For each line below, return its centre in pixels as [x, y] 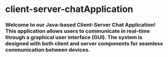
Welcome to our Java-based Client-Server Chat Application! [80, 25]
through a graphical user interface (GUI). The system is [74, 37]
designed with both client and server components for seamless [84, 43]
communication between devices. [48, 50]
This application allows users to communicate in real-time [77, 31]
